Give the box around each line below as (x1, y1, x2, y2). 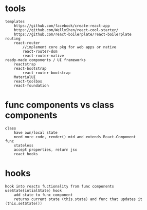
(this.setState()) (5, 201, 42, 206)
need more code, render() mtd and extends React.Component (14, 134, 136, 139)
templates (5, 19, 25, 24)
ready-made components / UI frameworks (5, 57, 86, 63)
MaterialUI (14, 74, 36, 80)
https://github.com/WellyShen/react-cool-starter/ (14, 27, 119, 32)
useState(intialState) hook (5, 188, 62, 193)
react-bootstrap (14, 66, 47, 71)
